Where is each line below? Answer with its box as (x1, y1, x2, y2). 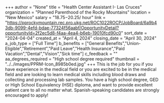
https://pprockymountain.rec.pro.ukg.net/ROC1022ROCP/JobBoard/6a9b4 (7, 20, 157, 25)
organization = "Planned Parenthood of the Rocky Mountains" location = (5, 9, 151, 15)
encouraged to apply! (5, 92, 48, 98)
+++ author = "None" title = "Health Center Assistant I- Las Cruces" (5, 4, 142, 10)
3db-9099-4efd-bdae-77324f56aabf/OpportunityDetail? (5, 25, 119, 31)
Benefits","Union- (105, 41, 141, 46)
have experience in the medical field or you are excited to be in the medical (5, 66, 157, 72)
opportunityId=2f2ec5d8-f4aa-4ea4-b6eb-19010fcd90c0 (5, 30, 121, 36)
